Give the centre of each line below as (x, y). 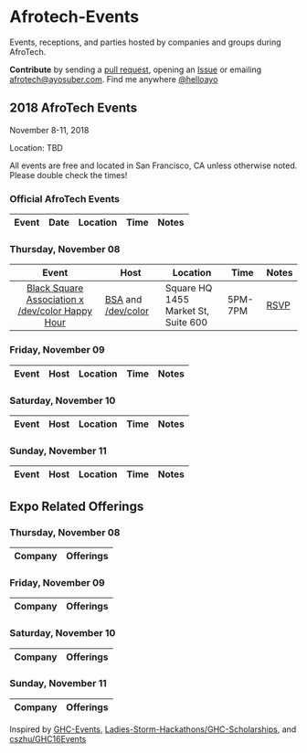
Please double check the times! (69, 175)
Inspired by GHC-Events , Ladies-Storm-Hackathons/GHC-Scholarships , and (153, 729)
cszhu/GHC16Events (48, 738)
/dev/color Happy (55, 311)
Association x (55, 300)
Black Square (55, 288)
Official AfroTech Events (65, 198)
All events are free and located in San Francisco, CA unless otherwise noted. (153, 165)
